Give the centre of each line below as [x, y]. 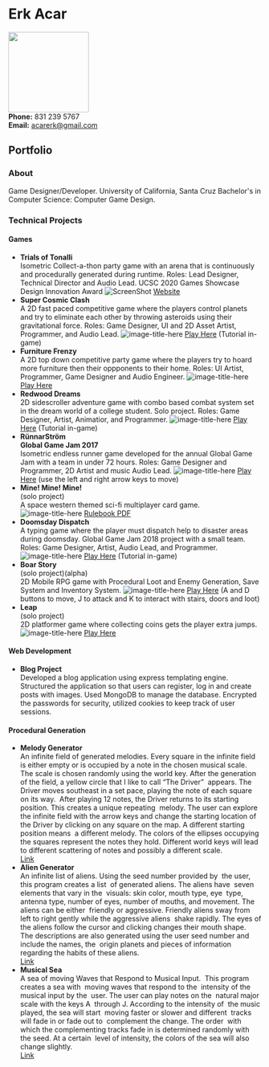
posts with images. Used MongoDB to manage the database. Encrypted [138, 694]
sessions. [36, 711]
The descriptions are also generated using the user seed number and [134, 936]
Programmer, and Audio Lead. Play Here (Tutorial [133, 333]
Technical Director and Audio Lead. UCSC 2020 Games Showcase [130, 283]
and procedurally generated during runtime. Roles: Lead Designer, [129, 274]
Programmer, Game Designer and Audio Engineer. [102, 376]
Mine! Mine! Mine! [51, 488]
